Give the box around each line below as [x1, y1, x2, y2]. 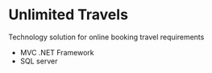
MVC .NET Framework [19, 47, 94, 57]
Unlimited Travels [8, 6, 129, 24]
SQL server [19, 56, 58, 66]
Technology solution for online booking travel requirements [8, 32, 205, 42]
